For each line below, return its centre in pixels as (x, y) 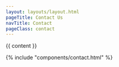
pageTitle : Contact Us (34, 18)
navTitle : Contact (29, 23)
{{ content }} (21, 46)
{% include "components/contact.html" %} (59, 57)
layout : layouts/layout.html (42, 12)
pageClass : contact (30, 29)
